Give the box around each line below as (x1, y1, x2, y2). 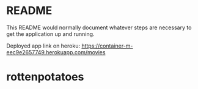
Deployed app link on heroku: (6, 42, 81, 49)
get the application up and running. (6, 30, 95, 37)
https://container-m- (81, 42, 133, 49)
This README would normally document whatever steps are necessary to (6, 24, 192, 31)
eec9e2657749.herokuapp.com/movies (6, 48, 106, 55)
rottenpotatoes (6, 70, 84, 84)
